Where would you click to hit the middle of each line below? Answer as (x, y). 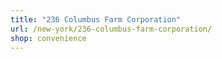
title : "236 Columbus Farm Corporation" (96, 19)
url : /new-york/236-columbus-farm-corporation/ (111, 29)
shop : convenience (48, 38)
